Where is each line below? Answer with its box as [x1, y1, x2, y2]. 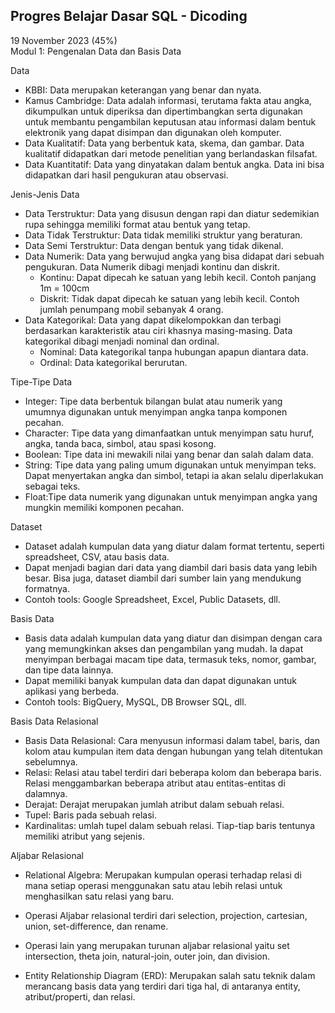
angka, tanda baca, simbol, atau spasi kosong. [24, 437, 217, 449]
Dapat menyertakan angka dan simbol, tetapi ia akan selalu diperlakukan [24, 469, 324, 481]
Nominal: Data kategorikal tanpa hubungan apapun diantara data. [39, 345, 309, 358]
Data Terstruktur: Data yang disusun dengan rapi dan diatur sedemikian [24, 207, 320, 219]
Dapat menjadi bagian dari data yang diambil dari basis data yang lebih [24, 561, 318, 573]
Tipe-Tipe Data [10, 375, 73, 388]
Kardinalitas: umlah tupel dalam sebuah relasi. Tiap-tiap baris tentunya [24, 819, 316, 831]
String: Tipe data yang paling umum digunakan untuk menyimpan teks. [24, 459, 317, 471]
